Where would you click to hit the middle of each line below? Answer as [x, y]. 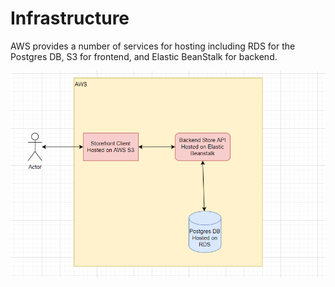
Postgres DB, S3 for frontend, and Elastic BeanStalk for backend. [144, 56]
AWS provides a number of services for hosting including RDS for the [153, 46]
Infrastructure [70, 18]
